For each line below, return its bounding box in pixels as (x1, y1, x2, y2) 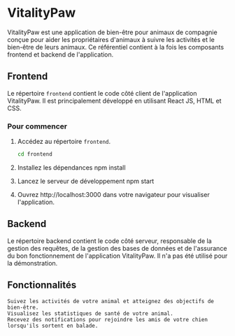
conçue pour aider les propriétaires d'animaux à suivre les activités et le (7, 35, 215, 43)
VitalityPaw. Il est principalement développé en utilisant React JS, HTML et (7, 96, 222, 105)
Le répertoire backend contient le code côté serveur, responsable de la (7, 236, 212, 245)
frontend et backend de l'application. (7, 50, 114, 59)
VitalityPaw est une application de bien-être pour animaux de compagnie (7, 28, 218, 36)
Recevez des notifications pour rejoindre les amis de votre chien (7, 316, 208, 323)
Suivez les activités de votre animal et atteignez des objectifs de (7, 298, 215, 305)
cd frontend (17, 151, 52, 158)
